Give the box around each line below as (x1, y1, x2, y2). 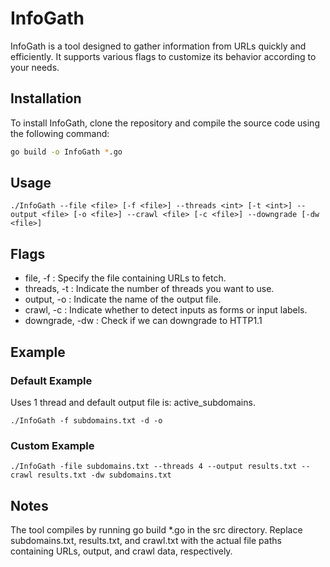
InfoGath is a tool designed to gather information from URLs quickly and (10, 40, 307, 52)
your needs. (10, 61, 60, 73)
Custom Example (10, 438, 95, 452)
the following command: (10, 127, 110, 139)
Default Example (10, 373, 93, 387)
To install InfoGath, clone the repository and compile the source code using (10, 117, 320, 129)
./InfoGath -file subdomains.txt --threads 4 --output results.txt (10, 462, 298, 472)
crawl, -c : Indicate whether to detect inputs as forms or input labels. (24, 304, 308, 316)
